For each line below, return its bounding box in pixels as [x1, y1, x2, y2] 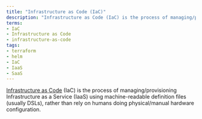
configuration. [6, 106, 41, 113]
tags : [6, 43, 20, 49]
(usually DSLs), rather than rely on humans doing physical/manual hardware [6, 100, 194, 107]
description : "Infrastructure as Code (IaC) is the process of [6, 14, 168, 20]
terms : [6, 20, 23, 26]
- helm [6, 53, 23, 59]
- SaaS [6, 70, 23, 76]
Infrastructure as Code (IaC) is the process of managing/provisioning [6, 87, 177, 94]
